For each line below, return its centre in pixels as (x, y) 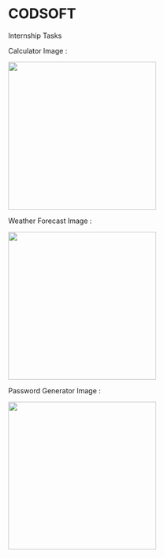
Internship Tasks (35, 35)
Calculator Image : (38, 50)
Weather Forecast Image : (50, 221)
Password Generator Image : (54, 390)
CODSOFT (42, 14)
